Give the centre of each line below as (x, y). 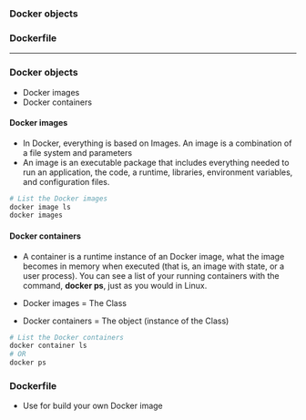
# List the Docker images (58, 199)
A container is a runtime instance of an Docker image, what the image (153, 256)
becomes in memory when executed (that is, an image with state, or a (153, 266)
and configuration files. (66, 181)
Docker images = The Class (75, 302)
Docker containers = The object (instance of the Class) (126, 321)
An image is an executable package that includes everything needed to (156, 162)
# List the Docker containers (67, 337)
